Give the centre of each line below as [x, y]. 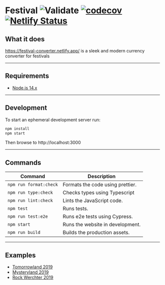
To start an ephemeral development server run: [53, 120]
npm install [17, 129]
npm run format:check [33, 185]
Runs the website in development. [102, 225]
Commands [23, 163]
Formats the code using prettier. [99, 185]
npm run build [24, 233]
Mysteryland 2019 [30, 272]
